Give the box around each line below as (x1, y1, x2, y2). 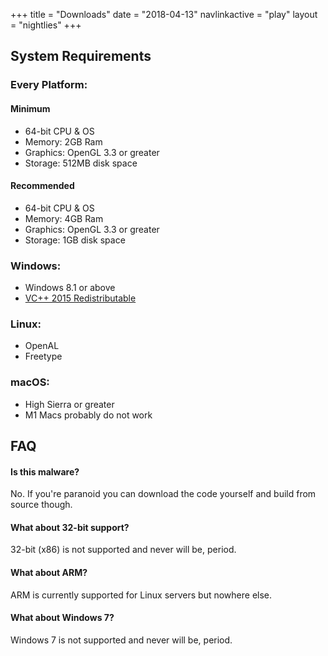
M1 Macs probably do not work (24, 409, 153, 421)
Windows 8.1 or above (24, 282, 116, 294)
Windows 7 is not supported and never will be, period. (10, 634, 233, 646)
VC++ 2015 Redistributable (24, 292, 137, 304)
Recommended (10, 180, 75, 192)
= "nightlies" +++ (10, 19, 82, 31)
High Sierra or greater (24, 398, 115, 410)
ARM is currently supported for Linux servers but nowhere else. (10, 589, 273, 601)
